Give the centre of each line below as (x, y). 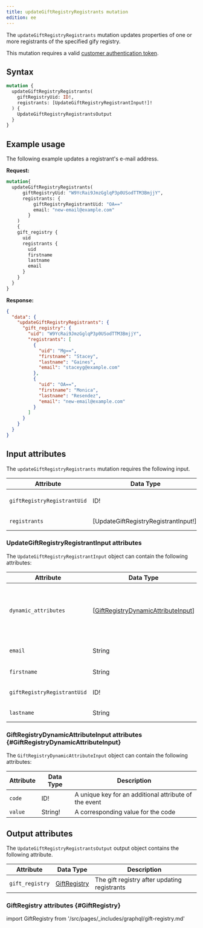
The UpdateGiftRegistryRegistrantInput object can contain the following (97, 556)
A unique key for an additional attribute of (133, 795)
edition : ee (21, 18)
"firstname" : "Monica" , (68, 390)
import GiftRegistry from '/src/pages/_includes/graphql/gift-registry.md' (96, 919)
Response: (20, 300)
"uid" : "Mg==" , (58, 351)
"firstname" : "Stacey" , (68, 356)
